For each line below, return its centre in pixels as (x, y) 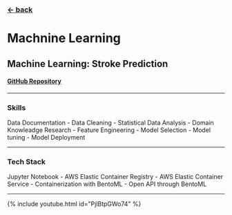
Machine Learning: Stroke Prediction (88, 64)
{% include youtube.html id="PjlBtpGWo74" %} (74, 204)
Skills (17, 107)
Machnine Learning (64, 38)
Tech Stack (27, 162)
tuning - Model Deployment (46, 137)
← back (20, 10)
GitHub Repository (35, 82)
